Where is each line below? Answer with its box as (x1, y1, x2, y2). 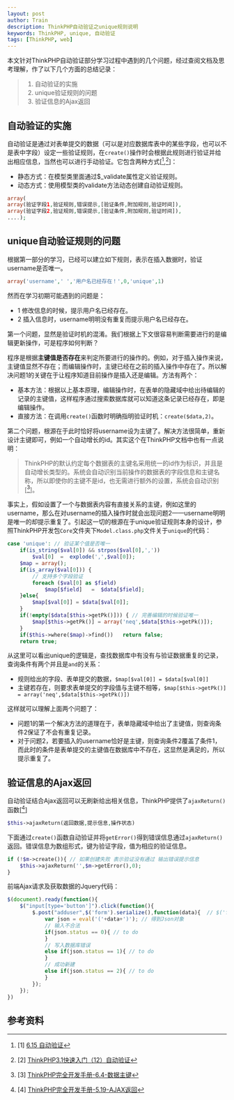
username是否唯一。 (7, 263, 67, 272)
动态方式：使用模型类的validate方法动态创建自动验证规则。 (17, 181, 187, 189)
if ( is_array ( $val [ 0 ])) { (19, 566, 92, 573)
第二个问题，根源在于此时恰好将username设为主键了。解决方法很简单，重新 (7, 427, 225, 435)
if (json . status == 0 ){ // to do (44, 928, 139, 936)
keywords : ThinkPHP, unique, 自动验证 (7, 29, 116, 37)
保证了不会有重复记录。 (27, 728, 95, 737)
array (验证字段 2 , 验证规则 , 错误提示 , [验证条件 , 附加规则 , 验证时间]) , (7, 207, 182, 215)
